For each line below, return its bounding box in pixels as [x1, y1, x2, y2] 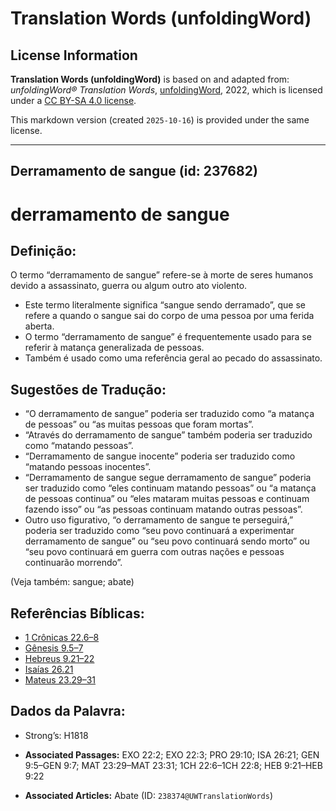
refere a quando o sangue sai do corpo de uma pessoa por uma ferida [24, 310, 315, 322]
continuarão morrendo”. [24, 557, 123, 569]
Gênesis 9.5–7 [24, 642, 84, 654]
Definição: [10, 242, 77, 259]
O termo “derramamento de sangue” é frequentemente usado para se [24, 331, 312, 343]
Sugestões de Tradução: [10, 381, 167, 398]
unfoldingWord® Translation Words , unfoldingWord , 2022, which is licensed [10, 84, 323, 96]
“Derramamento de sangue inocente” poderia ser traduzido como [24, 450, 296, 462]
